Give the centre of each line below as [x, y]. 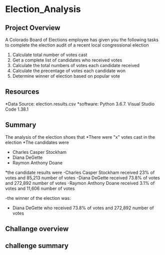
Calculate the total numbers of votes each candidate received [76, 65]
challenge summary [37, 246]
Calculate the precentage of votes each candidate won [69, 71]
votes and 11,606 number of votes [40, 188]
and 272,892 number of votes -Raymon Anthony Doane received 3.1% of [80, 183]
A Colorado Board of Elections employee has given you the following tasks [82, 40]
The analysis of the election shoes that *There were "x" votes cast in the [80, 137]
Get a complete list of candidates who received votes [67, 60]
